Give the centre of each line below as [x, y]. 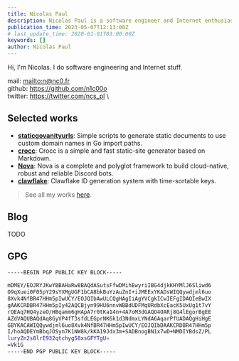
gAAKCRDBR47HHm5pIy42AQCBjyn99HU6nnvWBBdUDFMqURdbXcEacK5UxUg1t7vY [110, 305]
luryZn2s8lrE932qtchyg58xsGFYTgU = [59, 338]
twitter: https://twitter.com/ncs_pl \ [58, 96]
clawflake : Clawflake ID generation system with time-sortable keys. [117, 180]
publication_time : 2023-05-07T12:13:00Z [68, 27]
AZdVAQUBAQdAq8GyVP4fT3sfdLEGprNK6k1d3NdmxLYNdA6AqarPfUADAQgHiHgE [110, 318]
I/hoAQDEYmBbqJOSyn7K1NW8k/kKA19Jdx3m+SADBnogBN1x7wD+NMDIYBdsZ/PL [110, 332]
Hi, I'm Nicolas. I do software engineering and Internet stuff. [95, 67]
